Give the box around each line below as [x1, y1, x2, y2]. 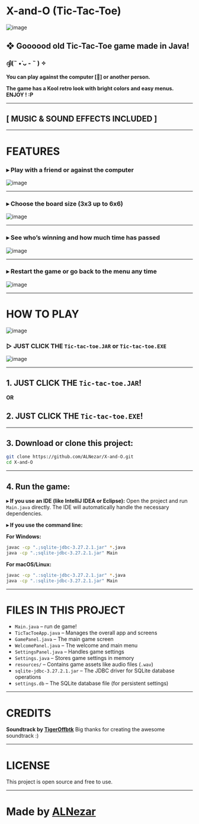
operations [14, 674, 41, 681]
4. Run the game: [6, 482, 70, 492]
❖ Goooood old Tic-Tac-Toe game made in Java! [6, 41, 190, 51]
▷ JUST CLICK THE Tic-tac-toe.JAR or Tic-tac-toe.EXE [6, 342, 167, 350]
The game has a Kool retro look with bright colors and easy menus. [6, 84, 174, 92]
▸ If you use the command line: [6, 521, 83, 529]
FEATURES [6, 144, 60, 158]
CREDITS [6, 706, 52, 720]
